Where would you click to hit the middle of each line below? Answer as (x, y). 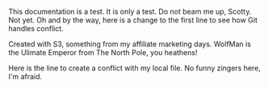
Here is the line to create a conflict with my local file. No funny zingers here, (134, 68)
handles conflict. (36, 28)
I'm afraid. (25, 76)
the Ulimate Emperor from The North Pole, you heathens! (103, 52)
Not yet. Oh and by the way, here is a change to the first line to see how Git (133, 20)
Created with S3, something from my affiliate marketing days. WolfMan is (130, 44)
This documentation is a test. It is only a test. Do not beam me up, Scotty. (130, 12)
